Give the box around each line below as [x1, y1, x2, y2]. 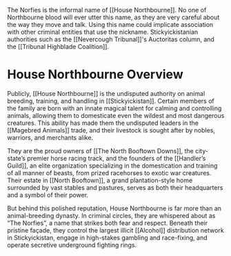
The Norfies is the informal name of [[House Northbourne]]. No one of [7, 6, 207, 14]
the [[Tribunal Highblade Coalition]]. [7, 43, 109, 50]
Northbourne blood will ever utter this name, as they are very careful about [7, 13, 220, 21]
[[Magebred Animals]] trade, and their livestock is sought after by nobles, [7, 126, 216, 134]
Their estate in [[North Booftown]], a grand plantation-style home [7, 176, 193, 184]
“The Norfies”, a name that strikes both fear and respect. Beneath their [7, 219, 208, 227]
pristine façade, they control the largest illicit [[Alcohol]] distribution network [7, 226, 224, 234]
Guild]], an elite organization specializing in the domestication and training [7, 161, 218, 170]
